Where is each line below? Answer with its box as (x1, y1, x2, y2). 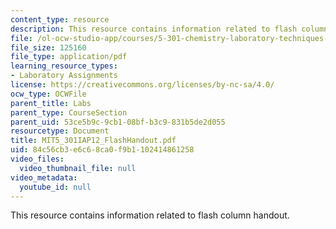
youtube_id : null (19, 182, 92, 192)
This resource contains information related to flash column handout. (10, 209, 290, 221)
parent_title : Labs (10, 98, 92, 108)
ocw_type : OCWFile (10, 89, 87, 99)
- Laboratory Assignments (10, 71, 118, 81)
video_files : (10, 154, 65, 164)
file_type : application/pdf (10, 52, 128, 62)
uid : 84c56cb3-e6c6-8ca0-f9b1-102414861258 (10, 145, 195, 155)
